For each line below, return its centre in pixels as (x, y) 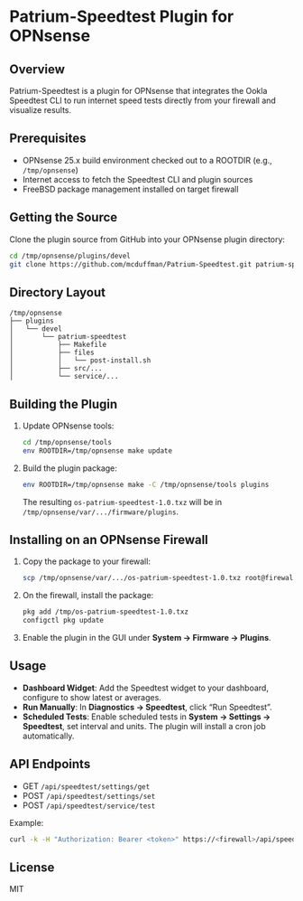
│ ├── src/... (56, 369)
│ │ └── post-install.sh (80, 361)
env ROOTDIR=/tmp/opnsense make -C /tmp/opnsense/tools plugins (146, 484)
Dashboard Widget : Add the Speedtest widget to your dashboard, (145, 688)
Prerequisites (48, 139)
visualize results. (41, 110)
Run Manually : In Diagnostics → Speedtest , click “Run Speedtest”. (147, 707)
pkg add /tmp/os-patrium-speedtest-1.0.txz (106, 612)
